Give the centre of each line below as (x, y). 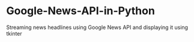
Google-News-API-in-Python (80, 11)
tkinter (14, 33)
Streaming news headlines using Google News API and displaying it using (97, 27)
